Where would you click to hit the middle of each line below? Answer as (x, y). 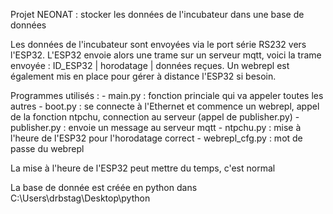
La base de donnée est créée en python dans (104, 187)
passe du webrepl (47, 148)
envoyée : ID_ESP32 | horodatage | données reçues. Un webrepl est (150, 65)
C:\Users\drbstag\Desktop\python (80, 198)
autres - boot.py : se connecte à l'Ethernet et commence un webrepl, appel (165, 106)
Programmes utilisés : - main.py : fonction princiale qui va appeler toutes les (167, 95)
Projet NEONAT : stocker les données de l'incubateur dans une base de (157, 14)
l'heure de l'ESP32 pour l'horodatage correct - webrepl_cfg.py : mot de (156, 138)
